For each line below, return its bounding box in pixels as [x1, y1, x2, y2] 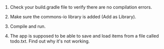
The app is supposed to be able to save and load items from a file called [10, 33, 159, 39]
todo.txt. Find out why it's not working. [10, 38, 90, 44]
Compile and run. [10, 23, 46, 29]
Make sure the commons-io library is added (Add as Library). [10, 14, 136, 19]
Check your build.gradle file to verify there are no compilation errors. [10, 4, 152, 10]
